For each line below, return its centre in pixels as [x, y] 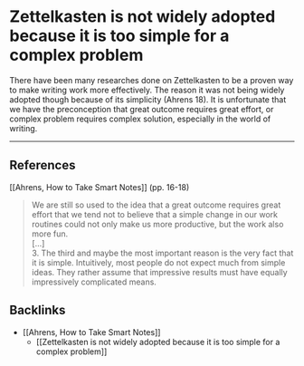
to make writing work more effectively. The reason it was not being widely [147, 90]
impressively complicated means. [94, 282]
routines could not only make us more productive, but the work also [157, 224]
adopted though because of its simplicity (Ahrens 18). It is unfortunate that [148, 99]
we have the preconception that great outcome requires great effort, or [142, 109]
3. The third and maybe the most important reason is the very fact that [162, 253]
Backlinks [38, 310]
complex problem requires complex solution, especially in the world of [140, 119]
